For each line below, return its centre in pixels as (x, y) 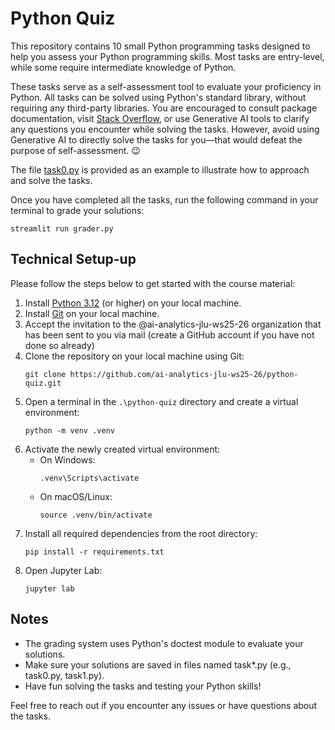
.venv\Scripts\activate (89, 478)
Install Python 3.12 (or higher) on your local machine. (133, 303)
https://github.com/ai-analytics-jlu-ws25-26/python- (184, 374)
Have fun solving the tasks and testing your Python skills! (143, 686)
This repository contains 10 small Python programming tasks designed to (160, 46)
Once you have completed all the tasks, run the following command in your (164, 199)
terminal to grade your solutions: (77, 210)
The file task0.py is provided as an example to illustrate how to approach (160, 169)
